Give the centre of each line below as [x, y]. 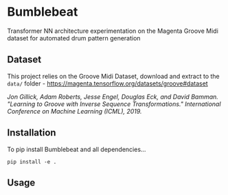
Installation [32, 133]
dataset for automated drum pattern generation [74, 38]
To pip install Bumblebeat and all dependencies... [77, 149]
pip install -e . [32, 161]
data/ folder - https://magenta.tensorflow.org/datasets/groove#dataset [107, 83]
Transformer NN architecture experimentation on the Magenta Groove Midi [113, 31]
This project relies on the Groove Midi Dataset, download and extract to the [113, 76]
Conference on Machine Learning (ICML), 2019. [75, 111]
